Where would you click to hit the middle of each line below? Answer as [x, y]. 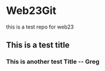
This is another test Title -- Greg [53, 62]
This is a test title [38, 45]
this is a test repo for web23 [40, 27]
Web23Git [31, 11]
